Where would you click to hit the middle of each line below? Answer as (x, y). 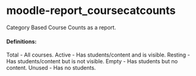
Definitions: (22, 41)
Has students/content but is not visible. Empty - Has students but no (92, 61)
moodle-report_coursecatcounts (91, 11)
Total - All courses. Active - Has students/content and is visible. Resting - (98, 55)
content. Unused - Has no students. (51, 68)
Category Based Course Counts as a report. (61, 27)
